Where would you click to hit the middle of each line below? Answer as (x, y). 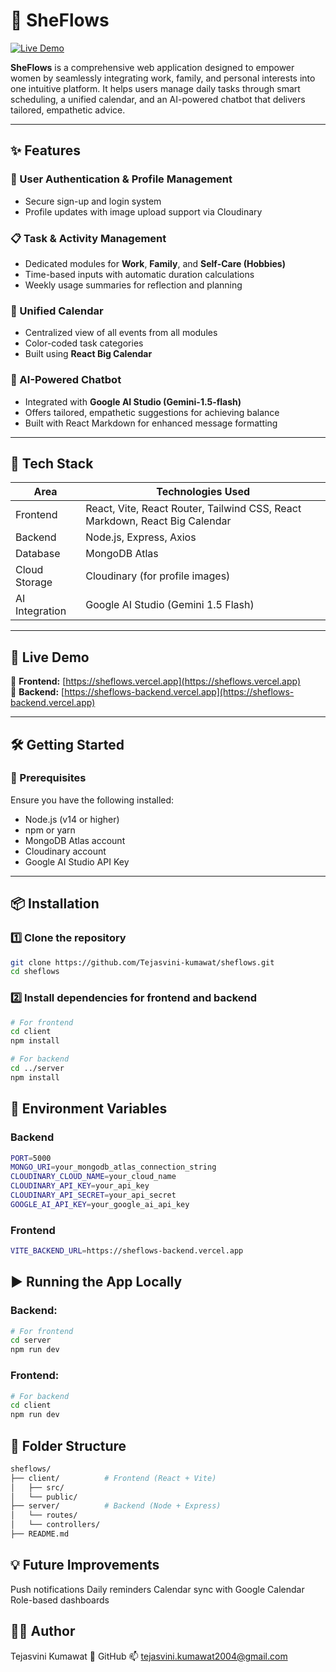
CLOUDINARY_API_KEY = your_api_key (80, 1186)
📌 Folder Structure (68, 1445)
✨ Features (45, 150)
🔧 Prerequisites (48, 778)
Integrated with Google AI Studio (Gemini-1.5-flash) (133, 401)
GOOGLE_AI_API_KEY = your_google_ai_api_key (100, 1204)
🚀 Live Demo (50, 657)
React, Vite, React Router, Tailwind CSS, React (193, 509)
